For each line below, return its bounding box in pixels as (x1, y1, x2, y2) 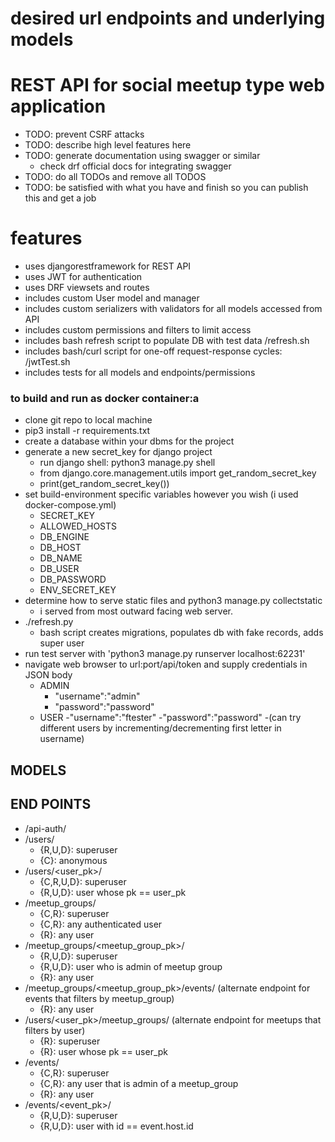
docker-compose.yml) (24, 499, 117, 511)
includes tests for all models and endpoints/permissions (24, 367, 256, 379)
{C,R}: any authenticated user (39, 918, 163, 930)
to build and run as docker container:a (10, 391, 200, 405)
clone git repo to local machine (24, 414, 153, 426)
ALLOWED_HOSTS (39, 520, 118, 532)
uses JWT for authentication (24, 271, 143, 283)
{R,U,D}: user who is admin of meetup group (39, 960, 223, 972)
